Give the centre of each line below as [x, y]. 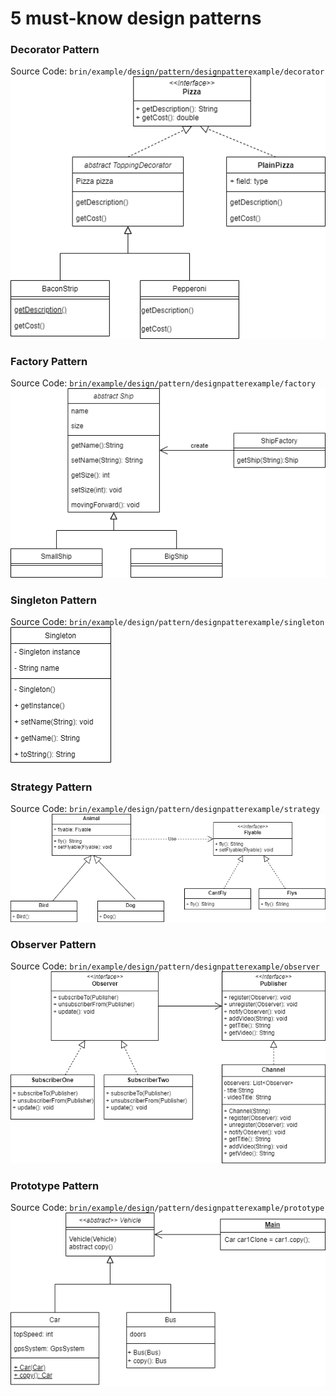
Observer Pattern [53, 945]
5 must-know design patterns [136, 18]
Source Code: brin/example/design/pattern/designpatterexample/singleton [167, 622]
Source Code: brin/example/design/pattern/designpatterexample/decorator [167, 71]
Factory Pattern [49, 361]
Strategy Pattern [51, 787]
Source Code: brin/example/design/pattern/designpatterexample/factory [163, 383]
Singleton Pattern [54, 600]
